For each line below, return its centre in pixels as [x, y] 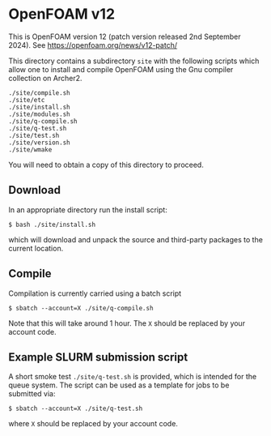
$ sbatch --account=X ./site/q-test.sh [76, 409]
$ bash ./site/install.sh [52, 224]
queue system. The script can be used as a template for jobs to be [119, 385]
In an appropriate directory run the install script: [88, 209]
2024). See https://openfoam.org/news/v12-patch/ [93, 45]
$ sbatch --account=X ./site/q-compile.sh [81, 308]
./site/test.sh [34, 135]
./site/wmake [30, 150]
